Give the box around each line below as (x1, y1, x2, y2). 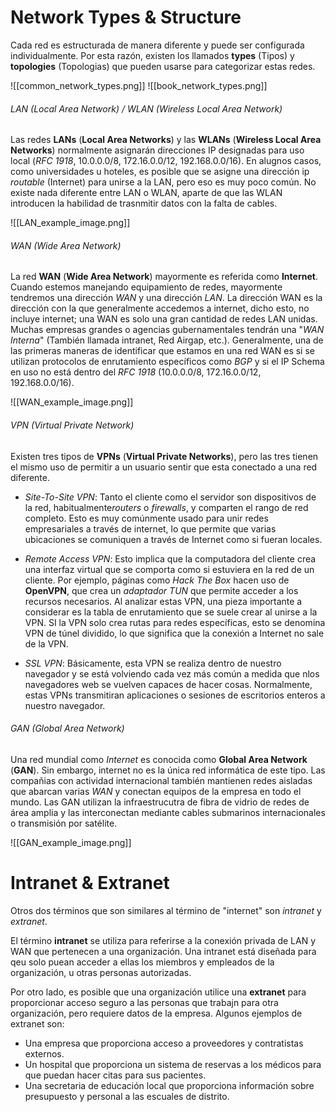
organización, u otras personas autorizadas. (10, 966, 192, 978)
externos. (24, 1047, 65, 1060)
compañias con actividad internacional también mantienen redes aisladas (10, 774, 313, 786)
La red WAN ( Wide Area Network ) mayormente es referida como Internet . (10, 271, 318, 283)
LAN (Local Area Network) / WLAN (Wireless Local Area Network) (10, 102, 283, 115)
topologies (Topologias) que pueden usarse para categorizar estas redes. (10, 60, 316, 72)
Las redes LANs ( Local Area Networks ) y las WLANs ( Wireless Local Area (10, 134, 322, 146)
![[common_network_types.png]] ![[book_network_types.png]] (10, 79, 268, 91)
